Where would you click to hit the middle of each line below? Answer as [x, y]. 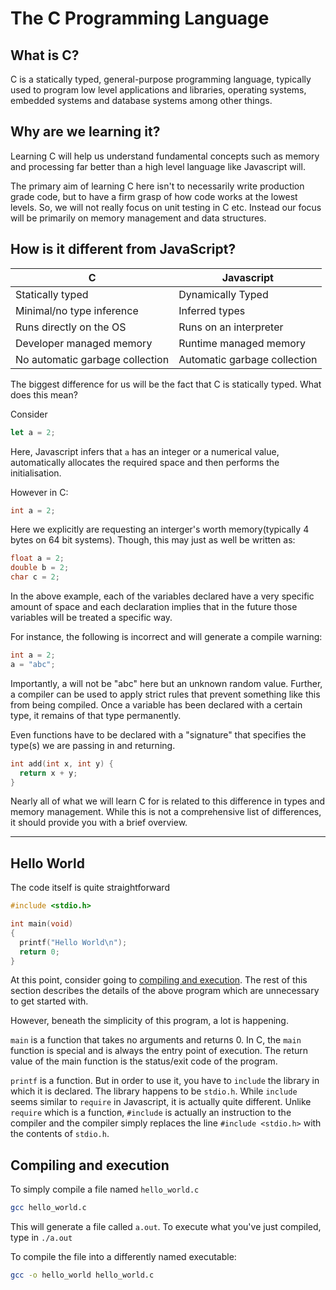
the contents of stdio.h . [60, 1134]
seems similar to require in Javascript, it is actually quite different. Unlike [161, 1102]
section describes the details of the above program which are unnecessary [165, 991]
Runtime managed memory [242, 343]
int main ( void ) [42, 924]
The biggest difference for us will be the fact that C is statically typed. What [166, 384]
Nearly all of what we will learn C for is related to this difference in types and [168, 801]
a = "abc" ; [33, 664]
